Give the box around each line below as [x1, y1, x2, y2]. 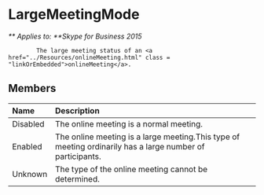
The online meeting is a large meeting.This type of [54, 131, 240, 142]
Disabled [12, 118, 45, 129]
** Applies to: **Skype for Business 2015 [8, 31, 143, 41]
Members [8, 82, 57, 95]
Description [54, 105, 100, 116]
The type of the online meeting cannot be [54, 164, 208, 175]
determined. [54, 173, 101, 184]
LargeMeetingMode [8, 6, 140, 24]
